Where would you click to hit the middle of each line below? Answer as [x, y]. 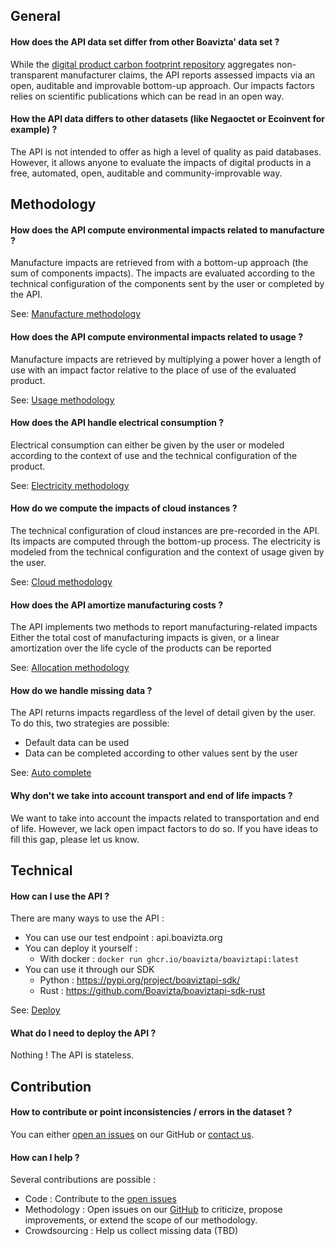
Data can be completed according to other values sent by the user [161, 753]
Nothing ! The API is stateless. [72, 1055]
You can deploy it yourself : [81, 948]
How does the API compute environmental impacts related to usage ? [157, 336]
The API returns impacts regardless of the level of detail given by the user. [163, 713]
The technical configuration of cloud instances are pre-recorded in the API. [165, 530]
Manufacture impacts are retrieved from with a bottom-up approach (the [159, 263]
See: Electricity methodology [70, 485]
